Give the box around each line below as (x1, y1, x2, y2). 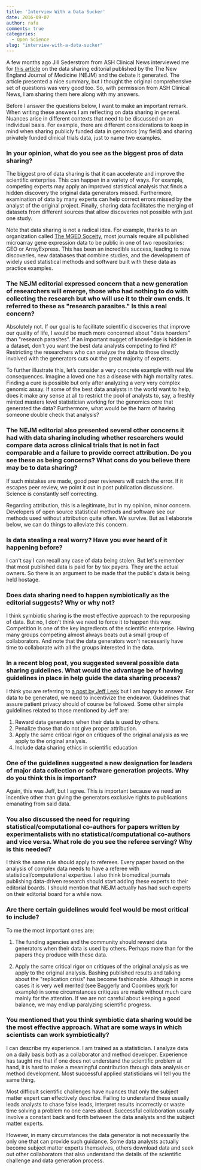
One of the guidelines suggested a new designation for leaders (6, 759, 193, 767)
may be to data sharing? (6, 464, 78, 472)
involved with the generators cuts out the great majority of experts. (6, 355, 172, 362)
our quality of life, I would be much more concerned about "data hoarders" (6, 329, 190, 336)
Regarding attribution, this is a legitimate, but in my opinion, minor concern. (6, 501, 191, 509)
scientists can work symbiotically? (6, 1031, 109, 1039)
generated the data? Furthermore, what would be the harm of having (6, 405, 175, 412)
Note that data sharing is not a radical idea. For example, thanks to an (6, 226, 178, 234)
